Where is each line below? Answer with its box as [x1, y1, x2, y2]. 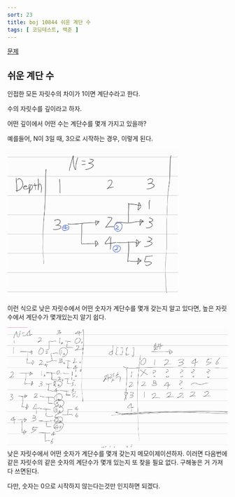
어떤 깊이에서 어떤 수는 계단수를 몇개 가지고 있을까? [7, 119, 147, 128]
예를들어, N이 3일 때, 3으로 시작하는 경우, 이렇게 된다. [7, 134, 154, 143]
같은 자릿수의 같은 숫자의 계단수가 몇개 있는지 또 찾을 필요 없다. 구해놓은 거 [7, 458, 211, 466]
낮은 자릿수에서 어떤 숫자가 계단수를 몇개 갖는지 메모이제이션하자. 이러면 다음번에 [7, 449, 228, 458]
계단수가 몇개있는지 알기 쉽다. [25, 313, 106, 322]
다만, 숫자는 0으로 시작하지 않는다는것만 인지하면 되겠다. [7, 482, 161, 490]
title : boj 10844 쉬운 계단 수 [7, 18, 91, 26]
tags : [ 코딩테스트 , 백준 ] [7, 26, 79, 33]
